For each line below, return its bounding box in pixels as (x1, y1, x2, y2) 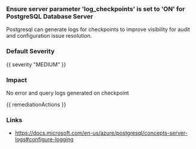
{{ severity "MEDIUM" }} (6, 60, 67, 68)
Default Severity (6, 47, 55, 56)
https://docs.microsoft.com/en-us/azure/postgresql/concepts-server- (14, 129, 188, 136)
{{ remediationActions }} (6, 101, 67, 108)
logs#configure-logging (14, 136, 74, 143)
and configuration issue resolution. (6, 32, 92, 39)
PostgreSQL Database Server (6, 12, 94, 20)
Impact (6, 75, 28, 84)
